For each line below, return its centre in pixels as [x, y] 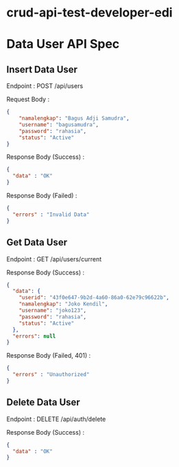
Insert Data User [42, 69]
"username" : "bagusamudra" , [59, 124]
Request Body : [28, 99]
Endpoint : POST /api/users [45, 86]
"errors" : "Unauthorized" [51, 375]
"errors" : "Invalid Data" [51, 215]
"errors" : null [34, 336]
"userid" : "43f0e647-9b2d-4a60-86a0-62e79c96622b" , [94, 298]
